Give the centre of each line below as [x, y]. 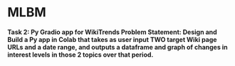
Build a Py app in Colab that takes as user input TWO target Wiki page [112, 39]
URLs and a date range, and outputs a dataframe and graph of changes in [117, 47]
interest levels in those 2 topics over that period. [80, 55]
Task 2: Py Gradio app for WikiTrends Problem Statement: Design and [112, 32]
